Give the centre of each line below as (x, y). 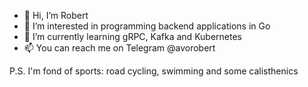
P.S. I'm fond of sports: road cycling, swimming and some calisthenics (154, 71)
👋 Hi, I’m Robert (56, 15)
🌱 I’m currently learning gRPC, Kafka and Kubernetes (132, 36)
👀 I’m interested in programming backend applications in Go (147, 26)
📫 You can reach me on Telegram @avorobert (119, 48)
